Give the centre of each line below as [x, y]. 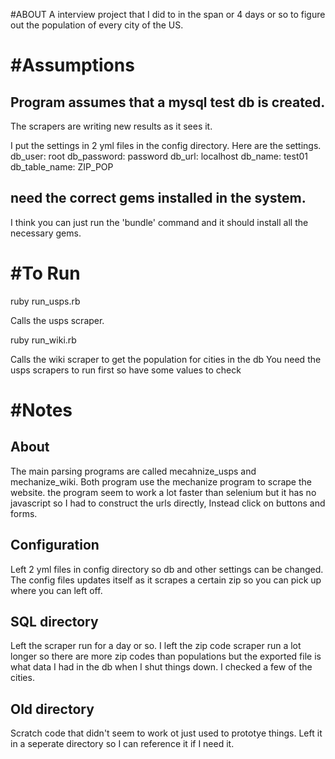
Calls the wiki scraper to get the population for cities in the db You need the [166, 359]
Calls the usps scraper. [57, 320]
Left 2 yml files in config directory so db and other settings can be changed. [167, 569]
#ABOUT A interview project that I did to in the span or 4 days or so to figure [168, 14]
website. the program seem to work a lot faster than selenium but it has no [163, 492]
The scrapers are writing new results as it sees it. [111, 126]
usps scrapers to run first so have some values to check [126, 370]
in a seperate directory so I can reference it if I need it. [122, 744]
